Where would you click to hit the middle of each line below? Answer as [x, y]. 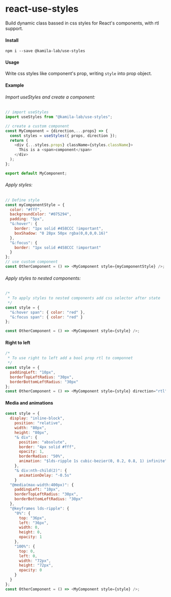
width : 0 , [29, 528]
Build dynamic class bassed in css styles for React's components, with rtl [82, 23]
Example [15, 85]
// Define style [22, 200]
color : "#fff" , [26, 210]
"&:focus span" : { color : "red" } [46, 317]
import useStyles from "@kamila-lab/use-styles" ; [59, 117]
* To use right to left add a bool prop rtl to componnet [70, 358]
